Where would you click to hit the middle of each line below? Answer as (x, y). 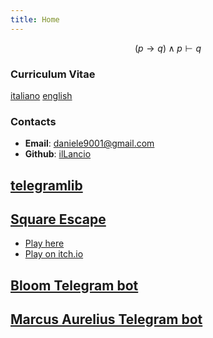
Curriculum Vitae (53, 74)
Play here (44, 243)
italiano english (41, 95)
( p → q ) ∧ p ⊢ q (168, 48)
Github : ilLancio (58, 154)
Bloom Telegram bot (74, 285)
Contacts (33, 121)
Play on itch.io (54, 254)
